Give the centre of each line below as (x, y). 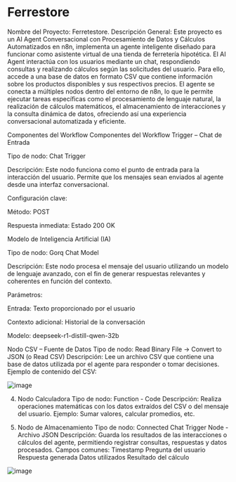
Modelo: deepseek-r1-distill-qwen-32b (63, 335)
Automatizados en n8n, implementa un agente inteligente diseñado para (112, 46)
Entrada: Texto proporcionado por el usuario (71, 308)
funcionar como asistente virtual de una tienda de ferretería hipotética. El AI (117, 54)
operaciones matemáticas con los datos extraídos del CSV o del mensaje (123, 406)
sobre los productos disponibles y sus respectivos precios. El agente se (111, 84)
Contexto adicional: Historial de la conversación (76, 322)
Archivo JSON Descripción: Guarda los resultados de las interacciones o (122, 435)
